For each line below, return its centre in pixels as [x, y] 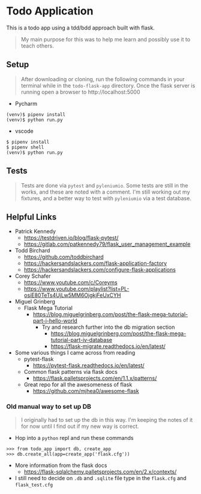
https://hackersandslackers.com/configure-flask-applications [100, 270]
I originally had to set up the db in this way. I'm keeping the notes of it [107, 419]
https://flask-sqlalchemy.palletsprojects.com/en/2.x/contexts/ [100, 471]
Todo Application [50, 11]
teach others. [37, 46]
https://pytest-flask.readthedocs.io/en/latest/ [89, 365]
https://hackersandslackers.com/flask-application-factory [95, 263]
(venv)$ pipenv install [36, 114]
